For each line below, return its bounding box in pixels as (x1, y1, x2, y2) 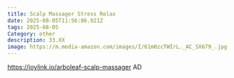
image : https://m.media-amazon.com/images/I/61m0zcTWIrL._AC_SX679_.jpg (7, 43, 228, 50)
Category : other (7, 30, 55, 38)
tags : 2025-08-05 (7, 23, 59, 30)
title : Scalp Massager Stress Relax (7, 10, 116, 18)
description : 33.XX (7, 37, 65, 44)
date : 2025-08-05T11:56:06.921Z (7, 17, 103, 24)
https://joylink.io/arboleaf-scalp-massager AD (7, 63, 142, 71)
